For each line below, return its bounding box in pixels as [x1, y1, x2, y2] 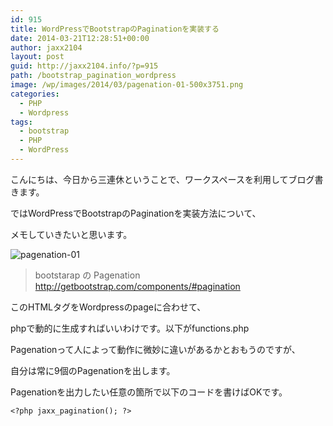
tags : [10, 117, 33, 127]
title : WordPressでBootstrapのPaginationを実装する [10, 24, 220, 34]
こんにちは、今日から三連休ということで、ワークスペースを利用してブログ [10, 173, 315, 185]
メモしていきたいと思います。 [10, 228, 133, 240]
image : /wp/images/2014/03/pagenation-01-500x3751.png [10, 80, 244, 90]
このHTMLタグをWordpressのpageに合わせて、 [10, 301, 207, 313]
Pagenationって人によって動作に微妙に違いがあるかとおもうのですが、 [10, 343, 301, 355]
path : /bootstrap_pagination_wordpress [10, 71, 177, 81]
